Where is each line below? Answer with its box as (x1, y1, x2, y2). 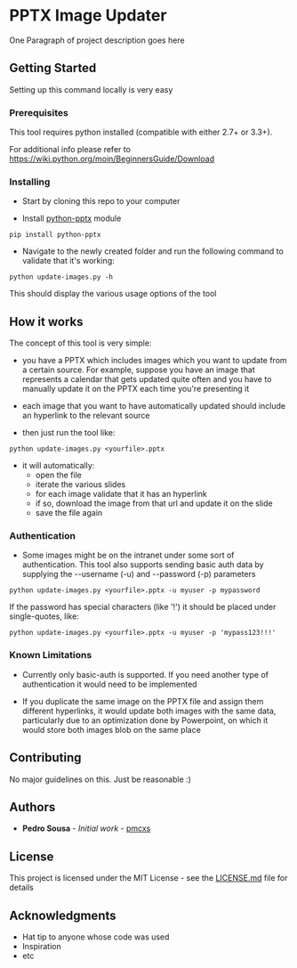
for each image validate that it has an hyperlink (35, 489, 207, 500)
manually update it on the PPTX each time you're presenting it (21, 384, 250, 395)
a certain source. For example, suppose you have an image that (21, 364, 255, 375)
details (9, 883, 34, 893)
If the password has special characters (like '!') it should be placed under (9, 602, 277, 613)
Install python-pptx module (21, 213, 122, 224)
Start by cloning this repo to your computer (21, 196, 181, 207)
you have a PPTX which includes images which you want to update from (21, 355, 287, 366)
